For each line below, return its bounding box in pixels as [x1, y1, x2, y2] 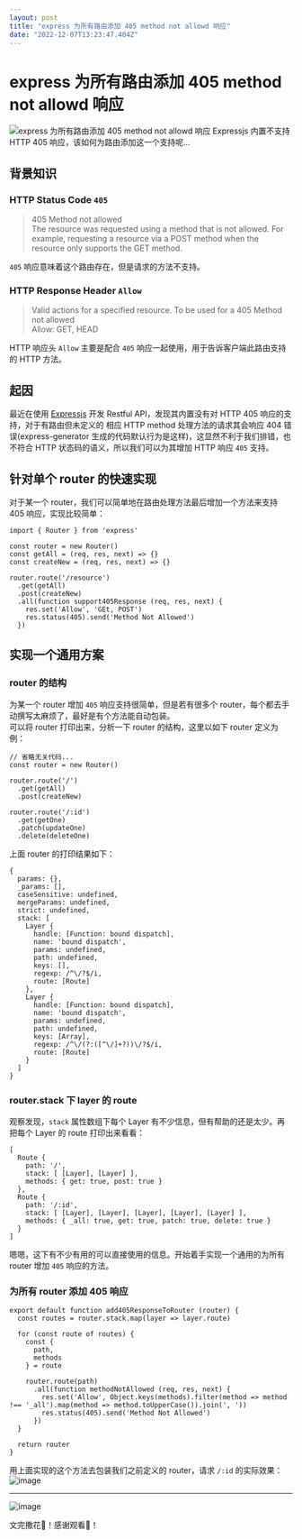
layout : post [9, 13, 58, 23]
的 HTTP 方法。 [9, 353, 67, 365]
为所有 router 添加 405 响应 [9, 1285, 129, 1297]
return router [17, 1440, 70, 1450]
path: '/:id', [25, 1200, 78, 1209]
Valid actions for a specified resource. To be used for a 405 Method [31, 305, 283, 316]
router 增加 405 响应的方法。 [9, 1260, 114, 1271]
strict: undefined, [17, 905, 91, 915]
